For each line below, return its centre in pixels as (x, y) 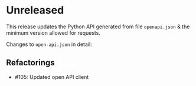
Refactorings (30, 63)
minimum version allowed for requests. (53, 32)
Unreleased (35, 10)
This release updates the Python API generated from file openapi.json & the (98, 27)
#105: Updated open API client (52, 77)
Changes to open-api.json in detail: (49, 44)
